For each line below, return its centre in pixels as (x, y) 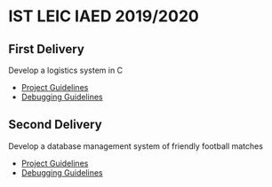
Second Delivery (56, 125)
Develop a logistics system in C (66, 70)
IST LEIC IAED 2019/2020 (104, 16)
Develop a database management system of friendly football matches (136, 146)
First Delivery (47, 49)
